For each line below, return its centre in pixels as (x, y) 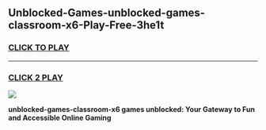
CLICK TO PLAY (39, 48)
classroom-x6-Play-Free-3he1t (86, 26)
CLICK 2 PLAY (36, 77)
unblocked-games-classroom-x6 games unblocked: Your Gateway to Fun (132, 109)
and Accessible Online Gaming (60, 117)
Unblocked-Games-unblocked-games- (107, 13)
